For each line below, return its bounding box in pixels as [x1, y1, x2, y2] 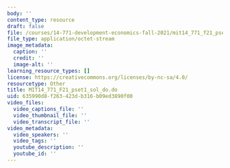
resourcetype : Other [7, 80, 66, 87]
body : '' [7, 10, 32, 17]
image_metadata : [7, 42, 53, 49]
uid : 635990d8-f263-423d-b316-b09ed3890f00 [7, 93, 133, 100]
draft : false [7, 23, 44, 29]
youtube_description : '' [13, 144, 84, 151]
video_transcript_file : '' [13, 118, 90, 125]
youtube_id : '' [13, 150, 57, 158]
